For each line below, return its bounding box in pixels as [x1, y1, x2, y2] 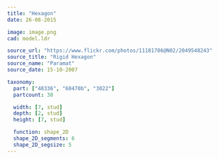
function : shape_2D [13, 129, 69, 136]
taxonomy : [7, 78, 36, 85]
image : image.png [7, 29, 57, 35]
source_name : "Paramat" [7, 60, 75, 67]
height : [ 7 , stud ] [13, 117, 66, 124]
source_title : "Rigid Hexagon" [7, 54, 96, 61]
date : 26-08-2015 [7, 16, 57, 23]
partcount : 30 [13, 91, 53, 98]
